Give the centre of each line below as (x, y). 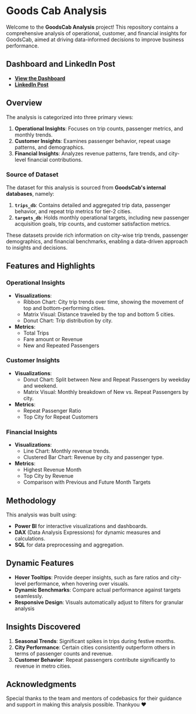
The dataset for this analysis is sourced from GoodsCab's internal (86, 187)
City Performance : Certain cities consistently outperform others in (95, 647)
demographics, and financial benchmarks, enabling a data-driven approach (97, 241)
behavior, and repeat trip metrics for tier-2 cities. (73, 211)
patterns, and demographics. (49, 147)
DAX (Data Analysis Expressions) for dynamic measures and (87, 532)
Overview (24, 103)
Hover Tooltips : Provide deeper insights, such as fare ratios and (92, 577)
